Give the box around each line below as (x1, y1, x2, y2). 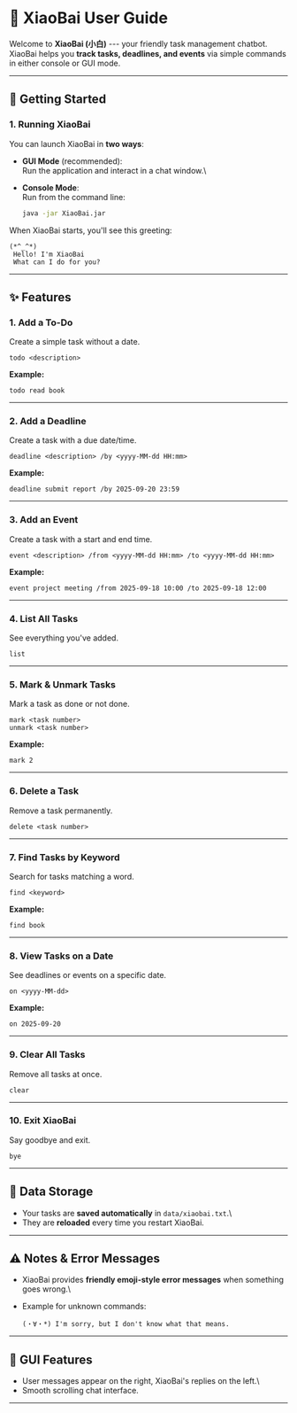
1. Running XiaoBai (9, 119, 91, 131)
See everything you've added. (9, 633, 119, 643)
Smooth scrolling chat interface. (21, 1386, 139, 1396)
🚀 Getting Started (9, 92, 107, 107)
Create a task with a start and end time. (9, 533, 153, 544)
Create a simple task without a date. (9, 337, 141, 347)
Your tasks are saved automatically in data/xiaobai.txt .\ (21, 1207, 232, 1218)
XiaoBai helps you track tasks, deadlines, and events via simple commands (9, 48, 287, 58)
